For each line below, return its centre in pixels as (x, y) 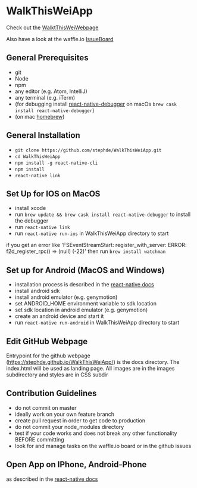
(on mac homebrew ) (40, 116)
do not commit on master (46, 407)
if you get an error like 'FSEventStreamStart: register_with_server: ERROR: (96, 245)
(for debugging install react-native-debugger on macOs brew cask (96, 104)
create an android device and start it (59, 316)
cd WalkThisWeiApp (37, 156)
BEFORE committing (39, 439)
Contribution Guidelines (51, 393)
